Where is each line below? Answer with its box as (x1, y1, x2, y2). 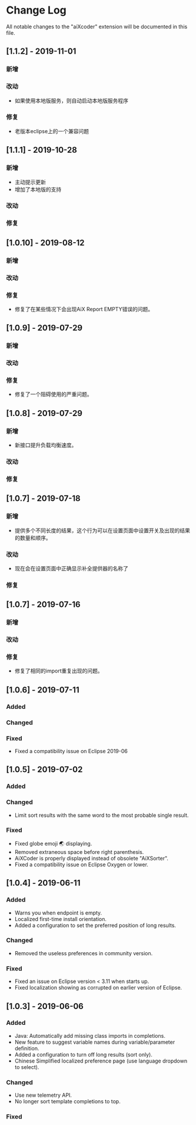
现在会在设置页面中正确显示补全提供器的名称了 (14, 565, 128, 572)
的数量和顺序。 (14, 534, 51, 541)
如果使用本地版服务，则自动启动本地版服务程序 (14, 97, 128, 104)
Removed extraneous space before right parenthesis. (14, 848, 144, 855)
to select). (14, 1063, 39, 1070)
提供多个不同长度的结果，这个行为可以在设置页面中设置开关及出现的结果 (14, 527, 190, 534)
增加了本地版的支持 (14, 186, 62, 193)
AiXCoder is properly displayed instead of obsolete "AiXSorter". (14, 855, 169, 862)
